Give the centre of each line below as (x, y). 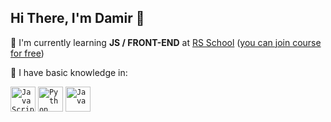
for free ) (27, 53)
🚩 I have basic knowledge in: (69, 72)
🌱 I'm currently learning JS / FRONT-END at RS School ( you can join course (166, 42)
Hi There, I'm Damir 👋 (77, 18)
